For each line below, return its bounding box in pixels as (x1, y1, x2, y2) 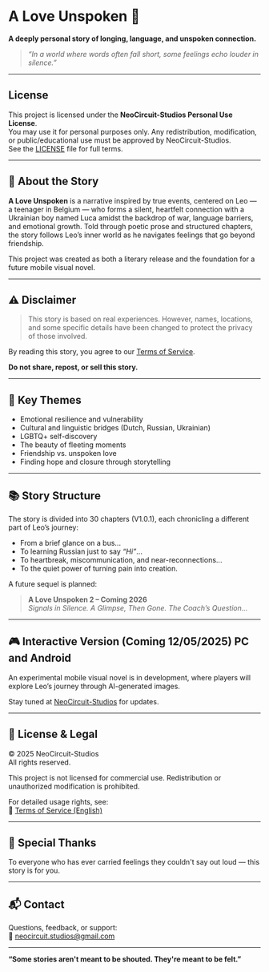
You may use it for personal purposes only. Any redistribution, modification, (8, 127, 258, 136)
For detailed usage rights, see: (8, 797, 109, 806)
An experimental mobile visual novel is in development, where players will (8, 672, 251, 682)
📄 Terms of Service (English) (8, 805, 102, 815)
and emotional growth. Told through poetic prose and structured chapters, (8, 221, 254, 231)
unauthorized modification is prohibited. (8, 781, 140, 791)
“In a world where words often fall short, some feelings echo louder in (27, 49, 259, 58)
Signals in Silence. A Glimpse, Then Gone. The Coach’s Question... (27, 603, 248, 612)
